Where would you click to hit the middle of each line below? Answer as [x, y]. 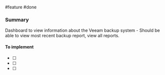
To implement [19, 47]
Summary [17, 20]
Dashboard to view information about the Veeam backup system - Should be [82, 30]
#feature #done [21, 7]
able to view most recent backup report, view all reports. [62, 36]
